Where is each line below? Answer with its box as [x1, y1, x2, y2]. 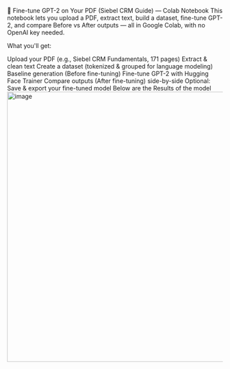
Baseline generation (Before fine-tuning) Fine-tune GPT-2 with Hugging [7, 69, 209, 78]
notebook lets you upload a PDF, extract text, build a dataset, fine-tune [7, 14, 207, 22]
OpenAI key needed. [7, 28, 65, 36]
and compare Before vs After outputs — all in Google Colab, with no [14, 21, 205, 29]
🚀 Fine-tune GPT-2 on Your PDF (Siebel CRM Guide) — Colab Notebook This [7, 7, 223, 14]
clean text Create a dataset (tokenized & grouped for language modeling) [7, 62, 214, 70]
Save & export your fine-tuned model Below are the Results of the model [7, 84, 212, 92]
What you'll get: [7, 42, 51, 49]
